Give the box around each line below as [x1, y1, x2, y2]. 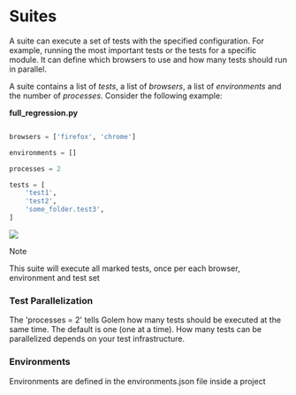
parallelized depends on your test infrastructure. [9, 334, 186, 345]
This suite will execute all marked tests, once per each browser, [9, 263, 240, 274]
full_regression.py [9, 107, 78, 118]
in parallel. [9, 64, 47, 74]
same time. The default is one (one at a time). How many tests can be [9, 324, 262, 335]
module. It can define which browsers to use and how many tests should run [9, 54, 287, 65]
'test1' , [25, 189, 57, 197]
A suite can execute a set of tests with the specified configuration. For [9, 35, 265, 46]
